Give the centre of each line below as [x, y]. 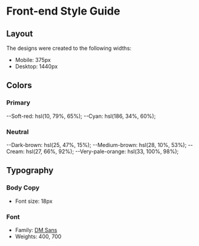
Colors [19, 85]
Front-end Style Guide [63, 11]
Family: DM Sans [36, 230]
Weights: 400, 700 [38, 236]
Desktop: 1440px [36, 66]
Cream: [15, 151]
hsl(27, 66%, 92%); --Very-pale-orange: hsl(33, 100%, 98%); [102, 151]
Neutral [18, 132]
